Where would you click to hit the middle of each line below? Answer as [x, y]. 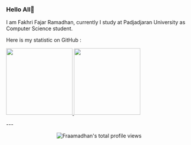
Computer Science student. [39, 28]
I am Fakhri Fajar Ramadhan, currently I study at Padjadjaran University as [96, 22]
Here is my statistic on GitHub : [44, 40]
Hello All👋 [20, 9]
